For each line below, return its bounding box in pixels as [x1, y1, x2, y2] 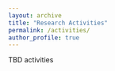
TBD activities [8, 55, 54, 65]
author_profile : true [8, 33, 80, 42]
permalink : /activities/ [8, 26, 90, 34]
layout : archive [8, 11, 62, 20]
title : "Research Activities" [8, 19, 109, 27]
